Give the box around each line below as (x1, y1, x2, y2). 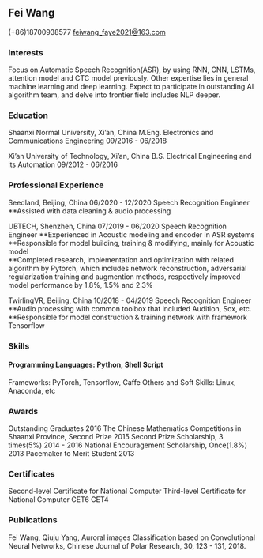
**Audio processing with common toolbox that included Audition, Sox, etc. (8, 304, 252, 313)
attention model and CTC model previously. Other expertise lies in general (8, 74, 249, 83)
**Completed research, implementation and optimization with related (8, 254, 235, 264)
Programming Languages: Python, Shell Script (8, 360, 163, 370)
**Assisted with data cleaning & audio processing (8, 205, 171, 216)
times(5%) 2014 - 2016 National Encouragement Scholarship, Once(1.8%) (8, 440, 247, 450)
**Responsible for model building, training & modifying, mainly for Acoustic (8, 238, 254, 247)
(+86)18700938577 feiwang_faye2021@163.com (8, 27, 166, 36)
